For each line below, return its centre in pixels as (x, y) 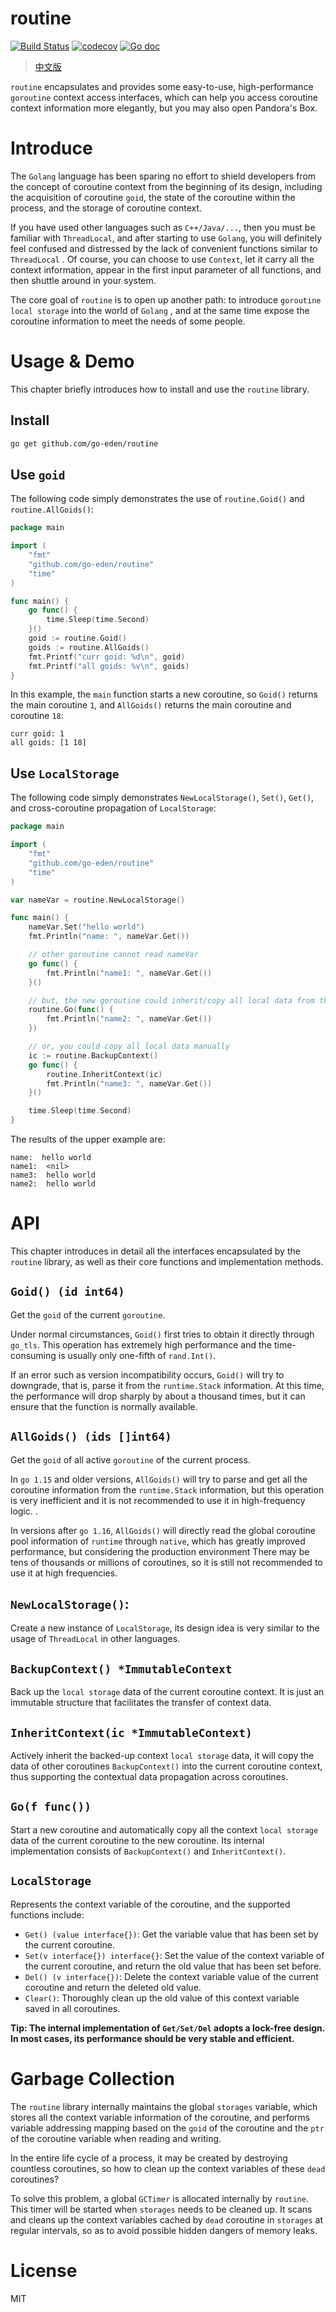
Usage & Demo (72, 361)
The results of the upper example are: (88, 1139)
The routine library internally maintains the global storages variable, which (164, 2106)
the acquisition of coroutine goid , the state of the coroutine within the (153, 197)
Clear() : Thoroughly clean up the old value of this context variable (162, 1998)
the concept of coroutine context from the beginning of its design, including (166, 186)
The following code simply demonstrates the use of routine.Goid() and (157, 499)
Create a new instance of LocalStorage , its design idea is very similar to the (165, 1628)
